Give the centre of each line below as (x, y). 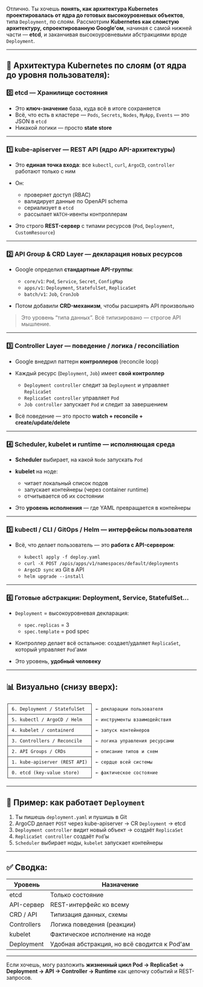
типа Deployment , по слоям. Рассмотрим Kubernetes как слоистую (93, 22)
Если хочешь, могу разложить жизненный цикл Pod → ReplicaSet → (95, 965)
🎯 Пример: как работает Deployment (76, 802)
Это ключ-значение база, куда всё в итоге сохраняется (88, 108)
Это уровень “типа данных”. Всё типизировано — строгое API (101, 318)
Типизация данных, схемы (89, 914)
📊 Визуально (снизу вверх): (62, 687)
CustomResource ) (35, 232)
